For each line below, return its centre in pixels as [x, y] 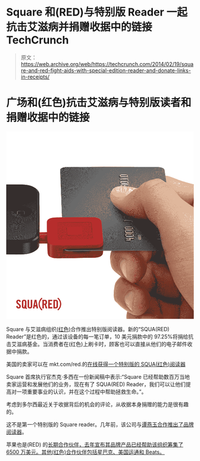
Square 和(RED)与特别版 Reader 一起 [97, 12]
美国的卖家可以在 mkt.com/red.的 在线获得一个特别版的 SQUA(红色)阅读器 [96, 364]
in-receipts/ [35, 77]
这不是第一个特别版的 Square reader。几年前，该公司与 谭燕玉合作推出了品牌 [100, 424]
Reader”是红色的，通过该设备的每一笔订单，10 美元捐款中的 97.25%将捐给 [97, 337]
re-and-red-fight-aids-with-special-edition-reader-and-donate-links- [106, 70]
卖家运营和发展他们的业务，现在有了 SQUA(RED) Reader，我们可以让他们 [96, 384]
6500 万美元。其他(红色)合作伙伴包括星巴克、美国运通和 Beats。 [85, 452]
